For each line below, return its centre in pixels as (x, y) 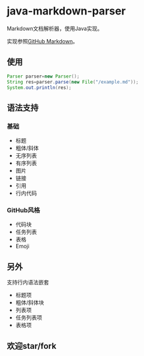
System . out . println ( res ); (39, 87)
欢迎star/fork (31, 346)
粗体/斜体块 (30, 302)
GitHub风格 (24, 210)
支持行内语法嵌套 (28, 282)
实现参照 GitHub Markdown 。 (43, 41)
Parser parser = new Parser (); (43, 76)
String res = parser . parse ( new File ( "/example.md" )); (73, 82)
